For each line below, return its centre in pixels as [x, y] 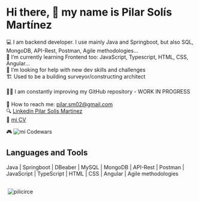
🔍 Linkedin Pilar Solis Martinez [44, 111]
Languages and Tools [47, 153]
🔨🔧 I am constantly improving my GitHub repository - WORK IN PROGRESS [98, 91]
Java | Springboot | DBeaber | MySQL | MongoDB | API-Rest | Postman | [95, 167]
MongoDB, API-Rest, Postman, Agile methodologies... [73, 50]
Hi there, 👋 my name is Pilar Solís [89, 12]
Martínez [29, 25]
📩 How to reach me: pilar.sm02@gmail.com [60, 104]
